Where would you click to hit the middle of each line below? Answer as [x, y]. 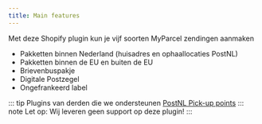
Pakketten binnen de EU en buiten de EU [86, 62]
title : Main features [44, 15]
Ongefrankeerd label [53, 87]
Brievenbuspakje [47, 70]
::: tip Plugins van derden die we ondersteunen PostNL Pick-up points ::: [126, 103]
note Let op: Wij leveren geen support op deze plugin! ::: [100, 111]
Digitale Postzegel [49, 79]
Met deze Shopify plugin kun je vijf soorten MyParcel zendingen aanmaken [131, 38]
